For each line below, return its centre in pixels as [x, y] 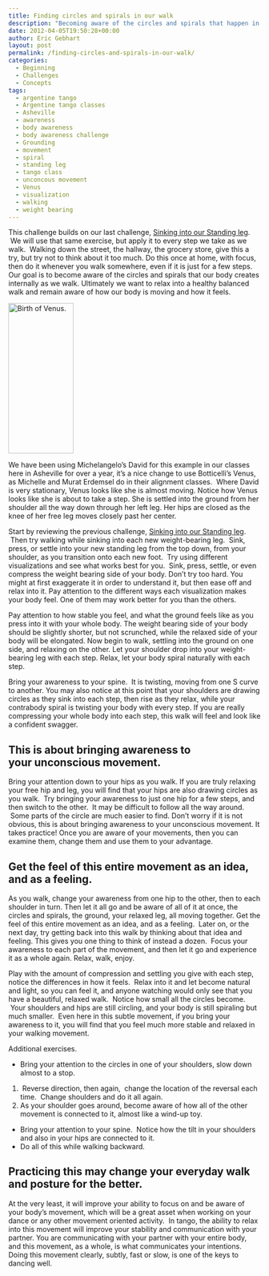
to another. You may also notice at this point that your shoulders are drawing [134, 691]
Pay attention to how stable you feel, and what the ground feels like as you [131, 615]
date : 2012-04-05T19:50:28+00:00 [64, 30]
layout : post [30, 46]
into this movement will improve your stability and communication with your [133, 1229]
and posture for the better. [75, 1184]
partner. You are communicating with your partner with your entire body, [128, 1238]
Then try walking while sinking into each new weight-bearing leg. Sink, [128, 540]
